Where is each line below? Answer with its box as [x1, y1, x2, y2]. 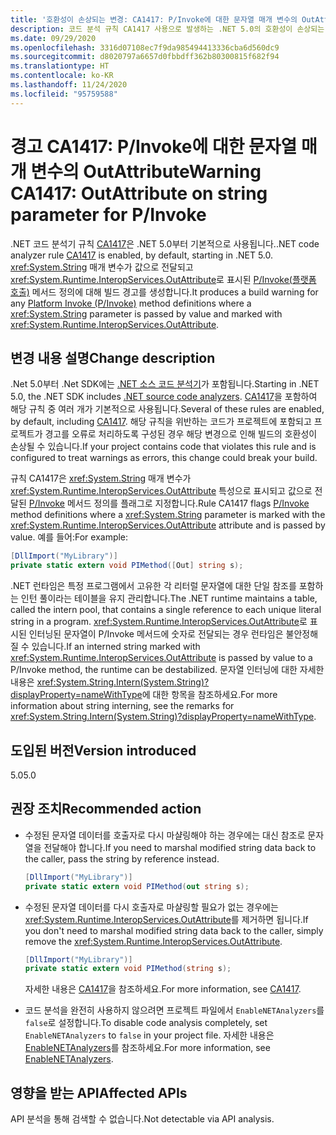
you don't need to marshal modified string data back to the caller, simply [24, 924, 324, 936]
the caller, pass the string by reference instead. [24, 852, 220, 865]
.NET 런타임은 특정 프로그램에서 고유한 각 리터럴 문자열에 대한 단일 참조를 [10, 580, 297, 592]
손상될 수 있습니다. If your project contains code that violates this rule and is [10, 441, 317, 453]
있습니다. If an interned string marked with [31, 641, 201, 653]
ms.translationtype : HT [10, 61, 110, 71]
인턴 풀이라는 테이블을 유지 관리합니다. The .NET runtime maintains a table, [20, 592, 318, 605]
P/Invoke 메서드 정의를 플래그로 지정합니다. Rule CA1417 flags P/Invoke [28, 497, 310, 510]
